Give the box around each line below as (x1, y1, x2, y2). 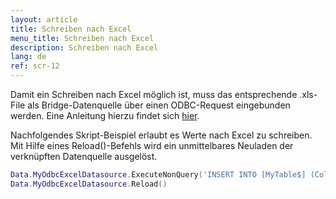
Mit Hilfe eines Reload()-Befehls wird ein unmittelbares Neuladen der (10, 140, 294, 151)
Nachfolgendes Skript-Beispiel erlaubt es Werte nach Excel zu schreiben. (10, 129, 313, 141)
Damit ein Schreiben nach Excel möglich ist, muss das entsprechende (10, 89, 298, 100)
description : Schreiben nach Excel (10, 42, 159, 53)
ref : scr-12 (10, 61, 60, 71)
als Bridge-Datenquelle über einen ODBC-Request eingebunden (27, 99, 291, 111)
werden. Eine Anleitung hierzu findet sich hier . (10, 110, 200, 121)
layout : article (10, 14, 78, 25)
